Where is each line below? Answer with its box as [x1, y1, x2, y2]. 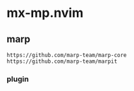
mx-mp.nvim [6, 5, 84, 21]
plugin [6, 74, 29, 84]
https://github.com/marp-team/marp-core [6, 51, 128, 59]
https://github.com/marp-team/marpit [6, 58, 118, 65]
